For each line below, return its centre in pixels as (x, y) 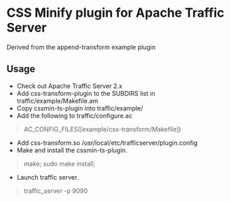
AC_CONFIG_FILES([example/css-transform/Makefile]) (102, 129)
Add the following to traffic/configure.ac (75, 115)
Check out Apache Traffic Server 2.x (70, 86)
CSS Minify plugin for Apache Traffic (115, 13)
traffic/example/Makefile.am (57, 101)
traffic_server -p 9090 (56, 191)
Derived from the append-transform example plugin (81, 47)
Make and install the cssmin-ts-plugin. (72, 150)
